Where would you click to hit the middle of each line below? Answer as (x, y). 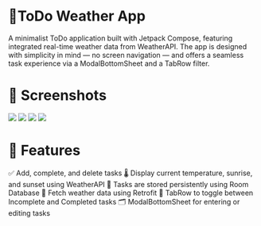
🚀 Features (45, 151)
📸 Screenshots (58, 96)
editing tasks (29, 213)
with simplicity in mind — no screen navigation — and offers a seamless (126, 55)
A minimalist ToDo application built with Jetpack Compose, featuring (121, 38)
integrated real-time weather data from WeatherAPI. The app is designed (128, 46)
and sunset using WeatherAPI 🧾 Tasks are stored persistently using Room (129, 184)
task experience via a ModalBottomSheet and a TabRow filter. (109, 63)
